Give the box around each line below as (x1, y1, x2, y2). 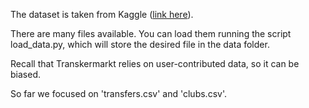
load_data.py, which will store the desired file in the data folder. (10, 39, 270, 50)
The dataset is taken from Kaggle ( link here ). (10, 9, 194, 20)
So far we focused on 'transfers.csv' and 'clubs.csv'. (10, 88, 227, 99)
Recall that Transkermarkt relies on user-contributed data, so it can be (10, 58, 300, 69)
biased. (10, 69, 41, 80)
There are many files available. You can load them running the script (10, 28, 292, 39)
